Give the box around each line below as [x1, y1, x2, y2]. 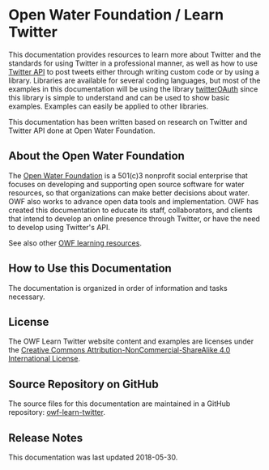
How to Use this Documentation [8, 262, 172, 276]
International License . [8, 354, 81, 364]
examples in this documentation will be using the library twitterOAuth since [8, 83, 258, 94]
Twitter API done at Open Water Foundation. [8, 126, 156, 135]
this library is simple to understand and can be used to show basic [8, 92, 230, 102]
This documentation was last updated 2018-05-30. [8, 452, 178, 462]
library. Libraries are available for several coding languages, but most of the [8, 75, 261, 85]
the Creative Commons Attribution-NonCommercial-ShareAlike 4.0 [8, 345, 231, 355]
